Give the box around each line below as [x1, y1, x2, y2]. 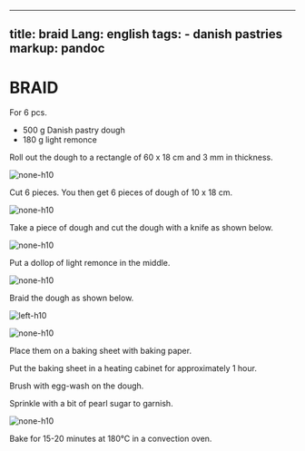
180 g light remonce [22, 134, 97, 145]
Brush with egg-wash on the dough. [9, 380, 144, 391]
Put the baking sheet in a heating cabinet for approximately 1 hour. [9, 363, 257, 374]
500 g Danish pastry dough [22, 124, 125, 136]
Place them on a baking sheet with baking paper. [9, 346, 192, 357]
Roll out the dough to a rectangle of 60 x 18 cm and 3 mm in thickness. [9, 152, 274, 163]
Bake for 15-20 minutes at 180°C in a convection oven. [9, 433, 212, 445]
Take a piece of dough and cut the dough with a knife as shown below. [9, 222, 274, 233]
